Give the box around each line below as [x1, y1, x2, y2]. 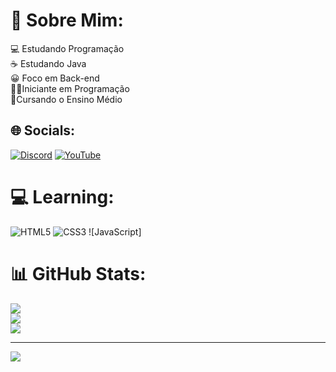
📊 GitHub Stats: [10, 262, 147, 285]
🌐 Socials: [10, 122, 76, 139]
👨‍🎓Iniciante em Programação [10, 82, 130, 94]
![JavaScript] [88, 225, 142, 238]
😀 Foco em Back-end [10, 72, 100, 84]
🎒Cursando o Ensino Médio [10, 93, 123, 105]
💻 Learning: [10, 185, 115, 208]
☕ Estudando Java [10, 57, 87, 69]
